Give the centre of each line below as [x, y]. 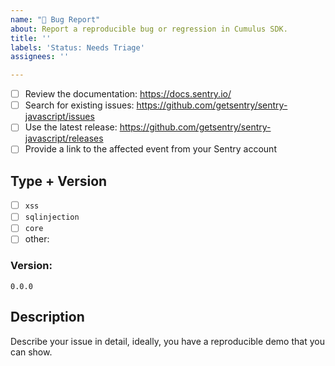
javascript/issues [59, 117]
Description [47, 317]
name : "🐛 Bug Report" [55, 19]
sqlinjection [52, 217]
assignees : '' [40, 57]
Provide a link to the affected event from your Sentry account [150, 149]
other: [37, 239]
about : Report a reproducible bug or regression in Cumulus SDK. [149, 29]
